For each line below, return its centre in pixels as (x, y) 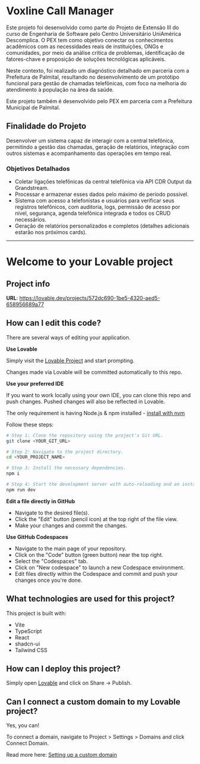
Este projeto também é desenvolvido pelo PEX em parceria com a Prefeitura (99, 101)
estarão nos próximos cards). (51, 232)
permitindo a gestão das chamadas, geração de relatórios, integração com (98, 146)
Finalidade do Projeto (46, 126)
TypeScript (28, 631)
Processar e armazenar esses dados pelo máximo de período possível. (101, 194)
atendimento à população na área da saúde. (60, 89)
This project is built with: (36, 613)
